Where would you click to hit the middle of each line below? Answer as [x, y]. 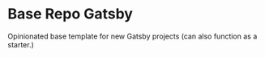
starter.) [21, 44]
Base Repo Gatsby [70, 14]
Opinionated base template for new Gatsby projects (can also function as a [132, 36]
